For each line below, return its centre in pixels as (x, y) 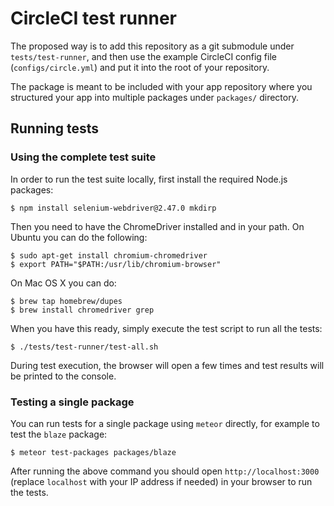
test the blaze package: (59, 434)
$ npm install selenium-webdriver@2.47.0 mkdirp (113, 208)
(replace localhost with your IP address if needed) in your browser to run (161, 481)
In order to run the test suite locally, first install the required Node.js (149, 179)
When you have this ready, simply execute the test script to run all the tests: (166, 328)
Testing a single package (72, 402)
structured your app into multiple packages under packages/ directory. (154, 97)
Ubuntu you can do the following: (79, 237)
